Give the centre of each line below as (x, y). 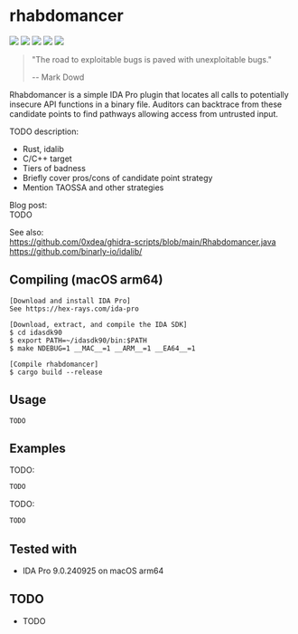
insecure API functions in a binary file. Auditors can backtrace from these (146, 104)
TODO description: (44, 131)
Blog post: (28, 205)
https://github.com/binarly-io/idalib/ (76, 251)
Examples (37, 448)
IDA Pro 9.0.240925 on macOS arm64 (93, 571)
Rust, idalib (43, 149)
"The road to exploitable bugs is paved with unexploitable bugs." (152, 59)
